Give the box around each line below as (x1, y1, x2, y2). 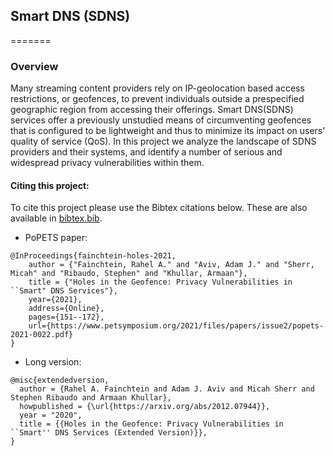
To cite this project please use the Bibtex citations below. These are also (10, 202, 308, 214)
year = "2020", (19, 410, 83, 421)
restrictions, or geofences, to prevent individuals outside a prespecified (10, 93, 305, 105)
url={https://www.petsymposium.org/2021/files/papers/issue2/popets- (28, 321, 325, 331)
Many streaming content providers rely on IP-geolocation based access (10, 82, 305, 94)
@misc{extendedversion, (10, 375, 110, 386)
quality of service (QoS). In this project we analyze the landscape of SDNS (10, 135, 317, 148)
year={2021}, (28, 295, 83, 305)
